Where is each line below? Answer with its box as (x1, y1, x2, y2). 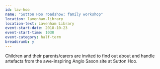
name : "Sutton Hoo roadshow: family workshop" (5, 12, 103, 17)
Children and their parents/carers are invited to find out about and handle (5, 53, 155, 59)
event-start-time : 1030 (5, 30, 55, 35)
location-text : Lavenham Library (5, 21, 75, 26)
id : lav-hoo (5, 7, 30, 12)
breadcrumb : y (5, 39, 35, 44)
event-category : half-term (5, 35, 61, 40)
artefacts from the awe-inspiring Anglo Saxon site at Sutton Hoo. (5, 58, 138, 64)
